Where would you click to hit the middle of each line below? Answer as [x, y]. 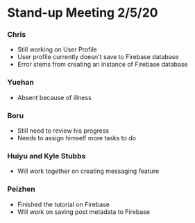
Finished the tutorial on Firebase [63, 204]
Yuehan [21, 83]
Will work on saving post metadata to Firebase [84, 212]
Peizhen [22, 189]
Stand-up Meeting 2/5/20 [83, 13]
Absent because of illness [54, 97]
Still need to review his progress [63, 131]
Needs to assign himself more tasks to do [77, 138]
